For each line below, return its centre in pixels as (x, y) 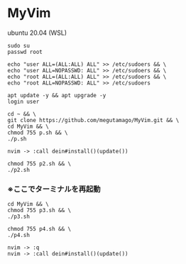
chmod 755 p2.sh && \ (39, 164)
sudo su (19, 45)
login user (23, 101)
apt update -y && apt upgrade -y (57, 95)
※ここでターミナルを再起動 (54, 189)
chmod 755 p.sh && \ (38, 133)
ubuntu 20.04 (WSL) (37, 33)
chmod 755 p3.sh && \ (39, 211)
